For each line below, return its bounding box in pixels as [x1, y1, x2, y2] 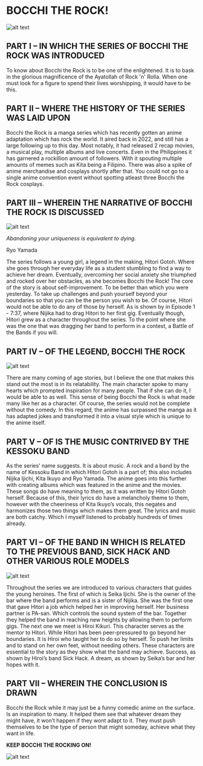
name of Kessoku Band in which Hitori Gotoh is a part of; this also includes [6, 469, 192, 475]
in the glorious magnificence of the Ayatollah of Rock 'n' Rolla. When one [6, 73, 188, 80]
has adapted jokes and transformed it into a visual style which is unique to [6, 413, 191, 420]
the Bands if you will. [6, 329, 59, 336]
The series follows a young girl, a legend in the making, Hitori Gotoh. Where [6, 258, 195, 266]
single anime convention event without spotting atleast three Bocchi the [6, 173, 185, 181]
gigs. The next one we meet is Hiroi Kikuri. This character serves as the [6, 622, 184, 629]
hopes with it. [6, 661, 40, 668]
